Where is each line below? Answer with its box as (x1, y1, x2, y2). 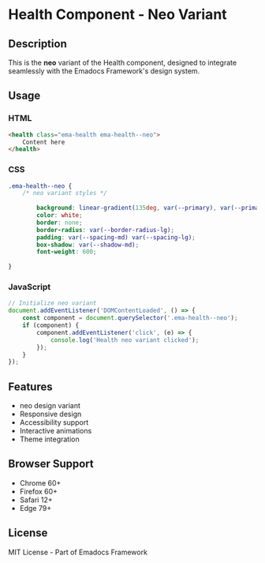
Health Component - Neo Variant (8, 6, 227, 24)
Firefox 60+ (19, 486, 58, 496)
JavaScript (8, 282, 51, 293)
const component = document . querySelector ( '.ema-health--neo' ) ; (22, 314, 238, 322)
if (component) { (22, 321, 80, 329)
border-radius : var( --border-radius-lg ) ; (36, 226, 175, 234)
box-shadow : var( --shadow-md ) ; (36, 241, 140, 249)
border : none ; (36, 219, 83, 227)
